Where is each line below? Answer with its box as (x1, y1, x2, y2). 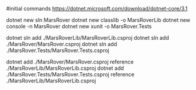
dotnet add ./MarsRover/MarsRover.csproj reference (6, 59, 134, 65)
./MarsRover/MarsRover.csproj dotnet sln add (6, 41, 118, 47)
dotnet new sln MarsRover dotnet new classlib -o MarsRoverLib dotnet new (6, 17, 191, 23)
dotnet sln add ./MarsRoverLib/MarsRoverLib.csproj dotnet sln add (6, 34, 169, 41)
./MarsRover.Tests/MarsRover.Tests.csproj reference (6, 71, 135, 78)
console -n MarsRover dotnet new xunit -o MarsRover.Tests (6, 23, 152, 30)
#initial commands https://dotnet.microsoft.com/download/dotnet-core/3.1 (6, 5, 188, 12)
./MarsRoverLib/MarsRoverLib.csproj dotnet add (6, 65, 124, 72)
